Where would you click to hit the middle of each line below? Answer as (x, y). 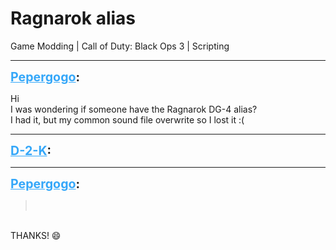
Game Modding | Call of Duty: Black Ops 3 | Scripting (120, 46)
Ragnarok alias (73, 18)
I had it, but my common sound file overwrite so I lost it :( (127, 119)
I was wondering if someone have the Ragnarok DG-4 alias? (134, 109)
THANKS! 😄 (36, 235)
